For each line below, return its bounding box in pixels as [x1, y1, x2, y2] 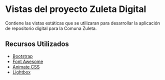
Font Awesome [12, 58, 43, 64]
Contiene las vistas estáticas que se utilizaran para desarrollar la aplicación [5, 20, 160, 26]
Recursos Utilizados [5, 40, 69, 48]
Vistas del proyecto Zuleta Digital [5, 3, 146, 15]
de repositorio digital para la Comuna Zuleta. [5, 25, 97, 31]
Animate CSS [12, 63, 40, 69]
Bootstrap [12, 53, 33, 59]
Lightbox [12, 69, 31, 75]
